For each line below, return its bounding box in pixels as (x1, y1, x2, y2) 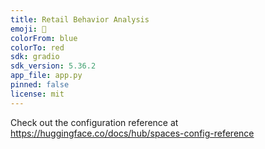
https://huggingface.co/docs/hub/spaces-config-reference (10, 127, 255, 139)
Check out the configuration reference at (10, 116, 179, 128)
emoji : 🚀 (10, 24, 47, 34)
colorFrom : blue (10, 33, 78, 43)
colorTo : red (10, 42, 65, 53)
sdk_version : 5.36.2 (10, 61, 97, 71)
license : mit (10, 89, 65, 99)
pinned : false (10, 80, 70, 90)
